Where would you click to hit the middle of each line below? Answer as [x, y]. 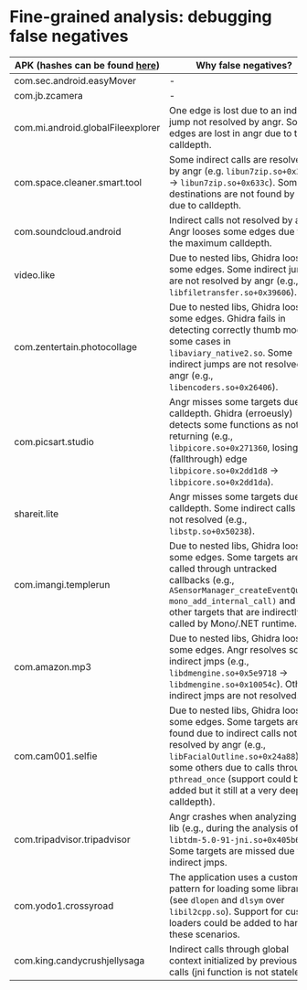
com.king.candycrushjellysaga [79, 960]
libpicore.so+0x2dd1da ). [221, 482]
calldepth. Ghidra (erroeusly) [231, 413]
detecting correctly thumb [225, 329]
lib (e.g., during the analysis [228, 827]
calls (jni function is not [219, 972]
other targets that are [214, 612]
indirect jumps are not [216, 364]
